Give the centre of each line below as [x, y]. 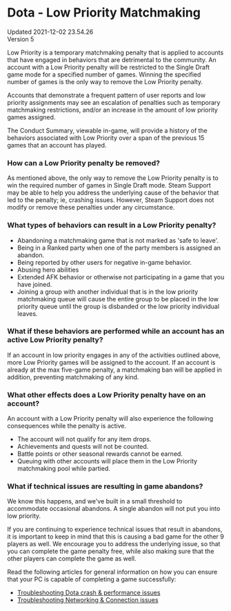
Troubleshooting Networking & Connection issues [88, 600]
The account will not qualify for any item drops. [84, 439]
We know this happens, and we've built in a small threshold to [95, 501]
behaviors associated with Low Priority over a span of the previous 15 [106, 138]
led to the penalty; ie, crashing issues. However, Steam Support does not [111, 200]
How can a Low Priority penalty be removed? [84, 163]
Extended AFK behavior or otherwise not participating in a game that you [121, 277]
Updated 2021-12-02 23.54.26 [50, 32]
